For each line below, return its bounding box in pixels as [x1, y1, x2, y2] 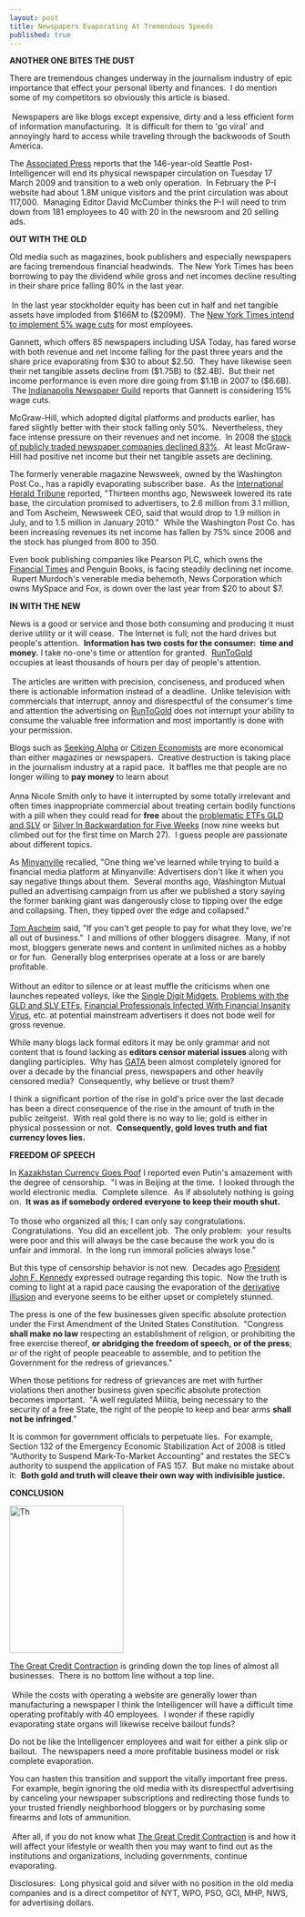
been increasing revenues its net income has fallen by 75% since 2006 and [9, 527, 291, 538]
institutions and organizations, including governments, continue [9, 1851, 248, 1861]
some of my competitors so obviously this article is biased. [9, 92, 230, 103]
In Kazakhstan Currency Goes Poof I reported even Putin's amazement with [9, 1167, 293, 1179]
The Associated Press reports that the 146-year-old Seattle [9, 158, 231, 169]
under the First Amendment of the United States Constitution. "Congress [9, 1319, 284, 1330]
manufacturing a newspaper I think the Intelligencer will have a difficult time [9, 1699, 294, 1710]
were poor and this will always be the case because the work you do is [9, 1235, 275, 1246]
